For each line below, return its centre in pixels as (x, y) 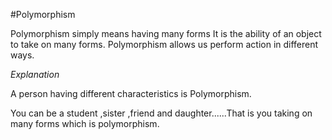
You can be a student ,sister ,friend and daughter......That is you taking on (161, 113)
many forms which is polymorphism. (85, 123)
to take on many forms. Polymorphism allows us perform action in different (164, 44)
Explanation (35, 74)
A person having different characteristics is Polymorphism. (131, 93)
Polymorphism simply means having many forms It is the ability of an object (166, 33)
